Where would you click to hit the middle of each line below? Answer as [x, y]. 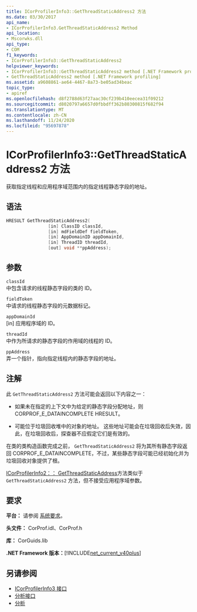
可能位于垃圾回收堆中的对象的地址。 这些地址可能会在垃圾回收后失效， [100, 426]
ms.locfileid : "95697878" [38, 126]
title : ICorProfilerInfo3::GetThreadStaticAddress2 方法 [76, 11]
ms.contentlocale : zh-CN [36, 115]
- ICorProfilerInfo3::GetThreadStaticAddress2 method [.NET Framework [94, 72]
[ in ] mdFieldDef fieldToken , [83, 232]
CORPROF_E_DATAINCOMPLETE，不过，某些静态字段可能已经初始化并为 [101, 453]
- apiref [17, 93]
